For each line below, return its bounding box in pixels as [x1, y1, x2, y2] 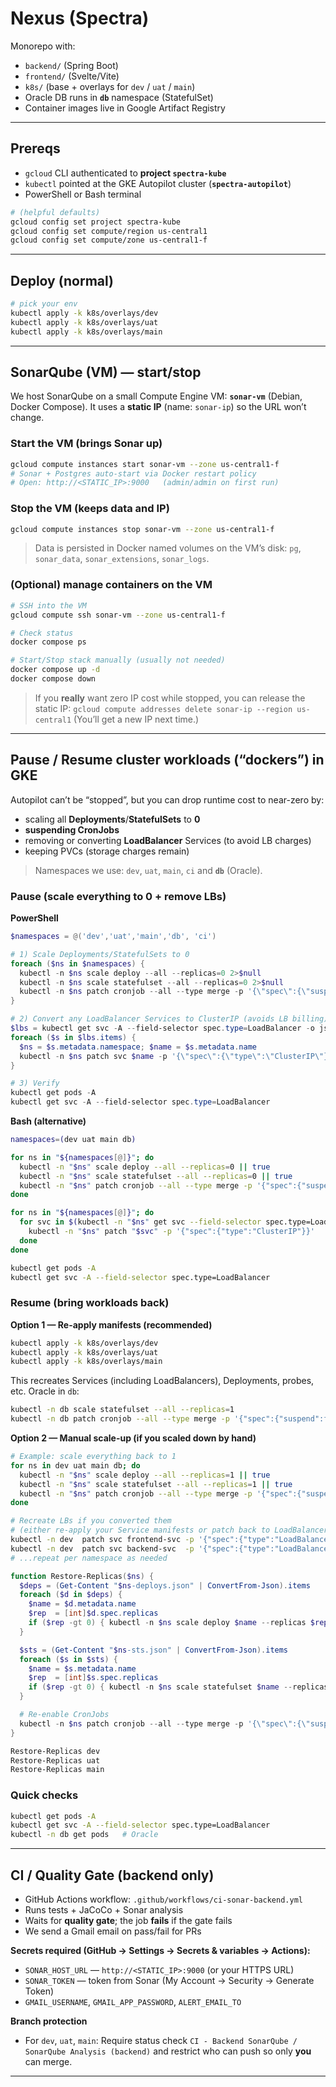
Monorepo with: [10, 40, 76, 52]
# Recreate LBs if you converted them [10, 1516, 172, 1526]
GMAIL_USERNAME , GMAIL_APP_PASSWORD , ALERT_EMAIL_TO [24, 1996, 242, 2008]
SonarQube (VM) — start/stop [10, 363, 202, 381]
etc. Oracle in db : [10, 1385, 80, 1397]
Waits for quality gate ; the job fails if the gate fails [24, 1915, 233, 1927]
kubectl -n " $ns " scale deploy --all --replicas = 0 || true [19, 1162, 271, 1172]
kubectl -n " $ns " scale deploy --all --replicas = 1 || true [19, 1470, 271, 1480]
